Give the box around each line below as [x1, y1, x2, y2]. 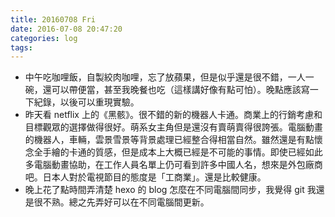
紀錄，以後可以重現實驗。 [33, 96, 140, 108]
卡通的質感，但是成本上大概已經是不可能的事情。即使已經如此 [68, 146, 323, 158]
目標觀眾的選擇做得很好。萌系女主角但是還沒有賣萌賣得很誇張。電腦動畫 [24, 121, 323, 133]
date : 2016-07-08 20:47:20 [10, 24, 123, 34]
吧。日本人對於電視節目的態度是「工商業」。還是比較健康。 [24, 171, 267, 183]
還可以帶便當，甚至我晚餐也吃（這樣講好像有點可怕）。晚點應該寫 [42, 84, 310, 96]
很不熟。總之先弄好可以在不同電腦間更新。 [33, 196, 210, 208]
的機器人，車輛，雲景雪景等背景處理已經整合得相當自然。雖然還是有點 [24, 134, 315, 146]
